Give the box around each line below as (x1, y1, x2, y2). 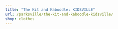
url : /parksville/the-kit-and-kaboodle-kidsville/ (5, 12, 113, 17)
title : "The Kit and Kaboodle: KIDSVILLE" (5, 7, 95, 12)
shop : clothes (5, 16, 35, 21)
